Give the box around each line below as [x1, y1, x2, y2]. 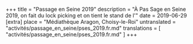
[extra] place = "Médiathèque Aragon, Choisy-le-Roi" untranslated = [5, 18, 176, 25]
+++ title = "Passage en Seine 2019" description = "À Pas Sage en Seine [5, 6, 186, 12]
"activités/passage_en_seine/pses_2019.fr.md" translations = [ [5, 24, 161, 32]
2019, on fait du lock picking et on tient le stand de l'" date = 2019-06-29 [5, 12, 187, 19]
